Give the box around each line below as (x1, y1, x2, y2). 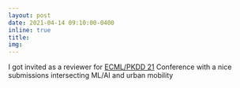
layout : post (8, 11, 51, 20)
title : (8, 33, 30, 42)
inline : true (8, 26, 51, 34)
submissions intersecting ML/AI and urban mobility (8, 71, 174, 80)
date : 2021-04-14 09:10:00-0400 (8, 19, 114, 27)
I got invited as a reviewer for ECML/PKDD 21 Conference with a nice (8, 62, 232, 71)
